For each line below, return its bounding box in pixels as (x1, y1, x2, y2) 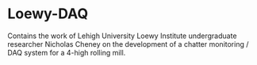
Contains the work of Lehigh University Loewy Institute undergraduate (7, 31, 237, 40)
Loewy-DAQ (7, 5, 89, 23)
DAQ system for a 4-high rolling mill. (7, 48, 126, 57)
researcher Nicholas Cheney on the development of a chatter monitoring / (7, 39, 249, 48)
